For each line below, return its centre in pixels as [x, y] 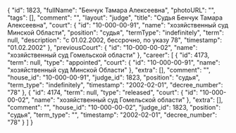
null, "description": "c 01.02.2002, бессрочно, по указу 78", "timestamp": [114, 40]
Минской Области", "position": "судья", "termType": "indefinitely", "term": [116, 32]
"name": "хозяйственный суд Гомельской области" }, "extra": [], [127, 100]
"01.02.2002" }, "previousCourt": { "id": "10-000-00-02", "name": [103, 47]
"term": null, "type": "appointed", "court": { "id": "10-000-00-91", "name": [114, 62]
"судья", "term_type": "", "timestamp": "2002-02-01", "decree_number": [112, 115]
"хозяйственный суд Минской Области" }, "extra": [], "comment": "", [109, 70]
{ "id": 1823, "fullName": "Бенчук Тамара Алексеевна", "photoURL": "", [112, 10]
